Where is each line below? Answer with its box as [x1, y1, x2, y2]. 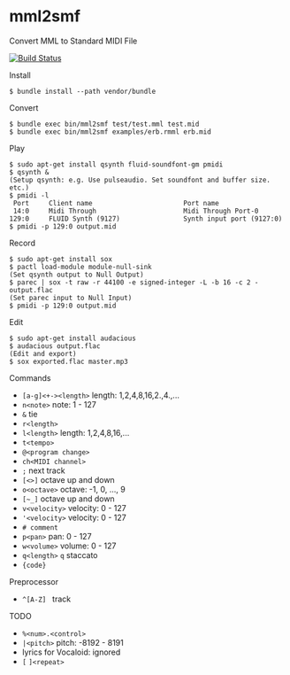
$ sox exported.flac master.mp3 [9, 357, 128, 366]
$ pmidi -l [9, 190, 50, 200]
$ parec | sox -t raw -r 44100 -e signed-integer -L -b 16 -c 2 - [9, 277, 259, 287]
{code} [21, 561, 47, 570]
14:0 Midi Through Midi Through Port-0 [12, 206, 259, 215]
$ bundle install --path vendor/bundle [9, 87, 156, 96]
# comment [21, 523, 59, 532]
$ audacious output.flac [9, 341, 101, 351]
